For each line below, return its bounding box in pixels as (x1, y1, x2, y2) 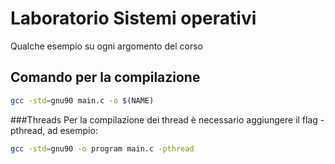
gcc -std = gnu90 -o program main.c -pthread (10, 143, 195, 154)
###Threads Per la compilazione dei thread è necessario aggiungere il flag (10, 113, 318, 126)
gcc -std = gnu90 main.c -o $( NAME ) (10, 95, 155, 106)
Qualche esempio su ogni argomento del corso (10, 40, 203, 52)
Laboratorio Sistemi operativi (10, 7, 257, 30)
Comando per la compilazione (10, 69, 201, 86)
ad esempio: (47, 124, 98, 136)
